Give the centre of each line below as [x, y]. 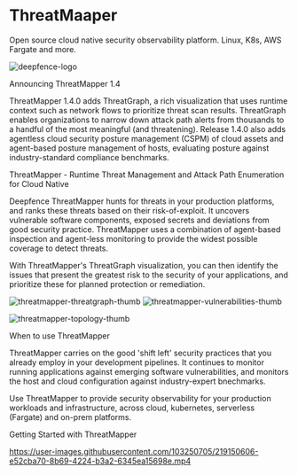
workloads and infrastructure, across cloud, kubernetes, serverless [132, 408]
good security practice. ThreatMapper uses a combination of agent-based [145, 229]
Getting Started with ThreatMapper [73, 434]
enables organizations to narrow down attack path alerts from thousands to [147, 120]
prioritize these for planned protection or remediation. [107, 284]
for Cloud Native [39, 183]
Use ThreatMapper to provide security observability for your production [141, 398]
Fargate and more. [43, 49]
